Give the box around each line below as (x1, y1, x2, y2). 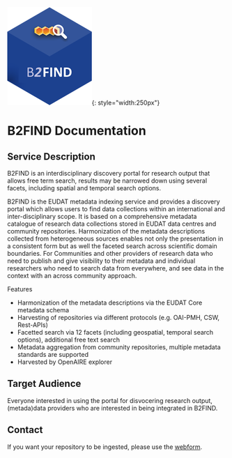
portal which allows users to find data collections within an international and (7, 205, 225, 213)
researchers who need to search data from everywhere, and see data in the (7, 264, 224, 272)
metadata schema (17, 306, 70, 314)
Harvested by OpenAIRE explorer (17, 358, 113, 366)
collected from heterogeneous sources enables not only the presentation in (7, 234, 224, 243)
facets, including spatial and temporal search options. (7, 184, 162, 192)
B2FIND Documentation (7, 123, 146, 139)
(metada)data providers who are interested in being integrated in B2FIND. (7, 404, 218, 412)
